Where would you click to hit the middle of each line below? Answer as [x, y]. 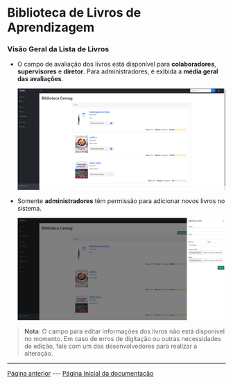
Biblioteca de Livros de [74, 13]
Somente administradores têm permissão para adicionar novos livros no [121, 201]
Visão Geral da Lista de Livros [58, 49]
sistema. [29, 209]
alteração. [38, 354]
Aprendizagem [51, 27]
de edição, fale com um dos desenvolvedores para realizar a [111, 346]
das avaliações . [40, 79]
